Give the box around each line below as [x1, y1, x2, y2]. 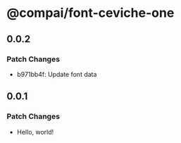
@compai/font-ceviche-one [6, 5, 175, 21]
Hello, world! [16, 128, 54, 136]
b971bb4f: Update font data [16, 70, 97, 78]
